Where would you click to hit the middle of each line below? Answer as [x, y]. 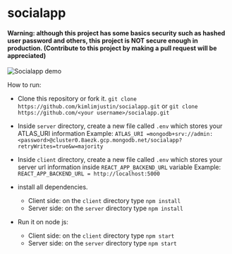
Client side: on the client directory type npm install [104, 201]
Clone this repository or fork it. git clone [77, 99]
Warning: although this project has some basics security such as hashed [116, 33]
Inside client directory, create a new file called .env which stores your [120, 160]
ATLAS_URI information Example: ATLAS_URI [80, 134]
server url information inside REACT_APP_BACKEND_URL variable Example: [119, 167]
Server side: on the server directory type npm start [103, 243]
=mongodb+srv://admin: [180, 134]
